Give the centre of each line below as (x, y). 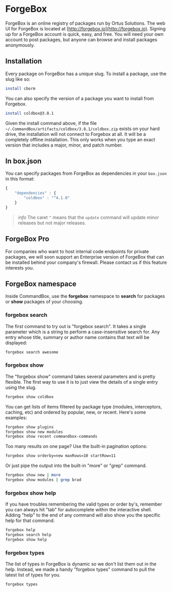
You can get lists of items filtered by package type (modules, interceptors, (84, 406)
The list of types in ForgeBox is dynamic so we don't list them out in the (81, 564)
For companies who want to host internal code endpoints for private (77, 251)
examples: (16, 418)
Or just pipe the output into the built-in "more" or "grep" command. (76, 465)
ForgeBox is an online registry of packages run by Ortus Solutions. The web (85, 23)
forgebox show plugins (30, 427)
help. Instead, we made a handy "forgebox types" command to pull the (80, 569)
